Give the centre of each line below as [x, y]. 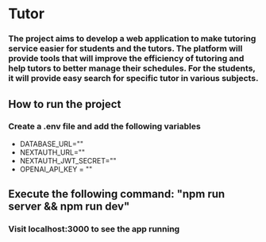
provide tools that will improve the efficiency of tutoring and [126, 59]
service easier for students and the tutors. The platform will [125, 48]
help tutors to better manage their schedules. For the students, [132, 68]
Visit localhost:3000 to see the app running [94, 229]
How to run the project [65, 104]
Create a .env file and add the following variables [104, 126]
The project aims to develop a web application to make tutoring [132, 39]
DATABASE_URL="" [52, 144]
